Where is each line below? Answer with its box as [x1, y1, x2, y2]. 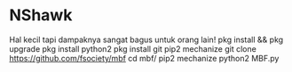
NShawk [9, 5, 73, 25]
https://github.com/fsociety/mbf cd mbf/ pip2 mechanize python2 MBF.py [9, 53, 280, 63]
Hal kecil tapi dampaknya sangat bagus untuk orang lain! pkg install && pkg [9, 34, 284, 45]
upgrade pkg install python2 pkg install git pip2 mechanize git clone [9, 43, 257, 54]
